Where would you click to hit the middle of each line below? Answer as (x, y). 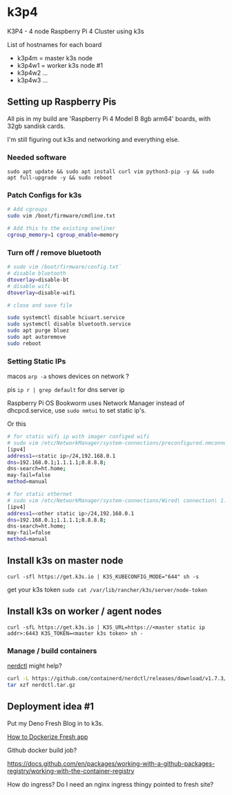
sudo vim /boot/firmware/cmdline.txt (61, 216)
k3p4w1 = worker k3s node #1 (60, 65)
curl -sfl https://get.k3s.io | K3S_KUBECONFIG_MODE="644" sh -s (103, 577)
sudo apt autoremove (37, 337)
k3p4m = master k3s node (55, 58)
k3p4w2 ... (32, 73)
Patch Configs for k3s (45, 195)
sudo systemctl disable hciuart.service (66, 318)
